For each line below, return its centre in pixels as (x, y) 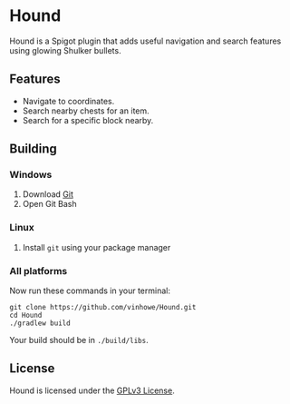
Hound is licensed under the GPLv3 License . (92, 390)
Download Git (48, 194)
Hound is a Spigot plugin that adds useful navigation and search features (145, 41)
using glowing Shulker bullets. (65, 50)
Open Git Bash (49, 204)
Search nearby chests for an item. (86, 111)
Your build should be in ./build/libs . (79, 340)
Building (33, 149)
